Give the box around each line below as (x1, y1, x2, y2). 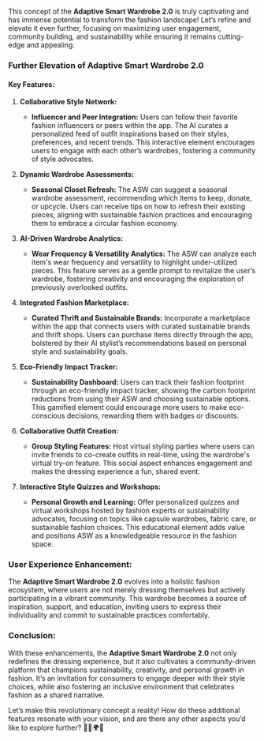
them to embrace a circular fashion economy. (31, 219, 179, 228)
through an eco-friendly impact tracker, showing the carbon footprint (31, 386, 256, 396)
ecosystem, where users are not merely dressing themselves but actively (8, 585, 246, 595)
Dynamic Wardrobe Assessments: (19, 170, 135, 179)
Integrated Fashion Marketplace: (19, 298, 130, 307)
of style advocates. (31, 154, 95, 164)
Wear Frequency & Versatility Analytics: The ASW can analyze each (31, 249, 257, 259)
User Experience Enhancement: (8, 559, 132, 570)
